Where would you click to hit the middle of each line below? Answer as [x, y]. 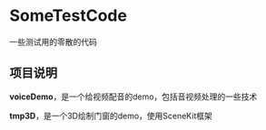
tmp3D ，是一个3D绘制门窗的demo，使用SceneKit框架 [111, 116]
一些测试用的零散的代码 [53, 42]
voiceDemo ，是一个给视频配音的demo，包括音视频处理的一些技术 [133, 97]
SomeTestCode [68, 16]
